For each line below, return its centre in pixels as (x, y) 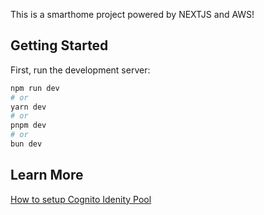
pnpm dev (28, 125)
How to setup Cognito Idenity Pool (81, 199)
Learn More (47, 175)
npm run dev (35, 88)
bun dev (26, 144)
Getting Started (59, 45)
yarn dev (28, 107)
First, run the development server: (80, 70)
